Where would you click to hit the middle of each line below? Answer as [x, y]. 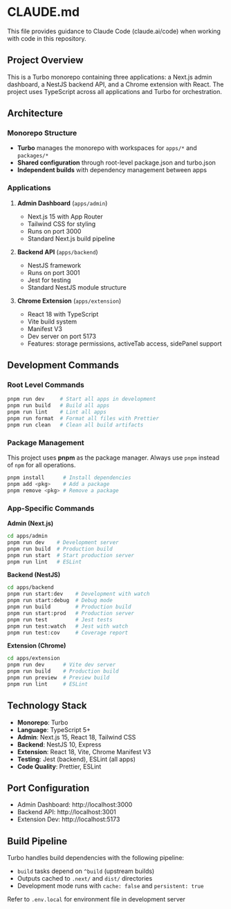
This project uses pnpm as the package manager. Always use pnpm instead [113, 458]
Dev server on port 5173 [62, 336]
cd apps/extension [34, 658]
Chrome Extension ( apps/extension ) [69, 301]
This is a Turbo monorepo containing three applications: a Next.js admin [110, 77]
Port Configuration [48, 788]
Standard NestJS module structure [77, 287]
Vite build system [52, 321]
